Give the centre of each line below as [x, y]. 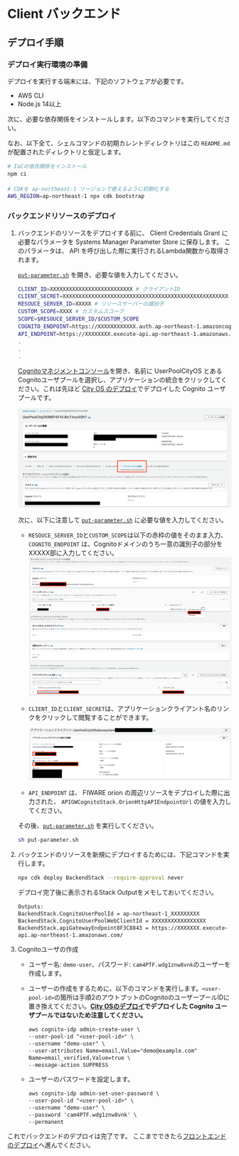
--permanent [46, 1122]
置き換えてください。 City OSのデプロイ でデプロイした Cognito [121, 1006]
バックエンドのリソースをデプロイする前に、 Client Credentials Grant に [123, 233]
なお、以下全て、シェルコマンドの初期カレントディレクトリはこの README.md [119, 143]
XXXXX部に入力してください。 [73, 553]
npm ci [17, 174]
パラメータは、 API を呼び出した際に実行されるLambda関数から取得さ [127, 251]
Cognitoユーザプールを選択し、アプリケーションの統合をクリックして [119, 380]
